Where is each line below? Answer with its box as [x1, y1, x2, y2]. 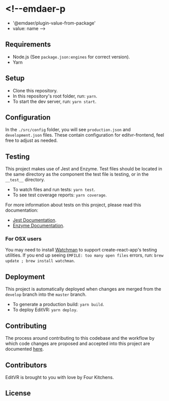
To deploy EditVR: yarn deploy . [12, 307, 78, 313]
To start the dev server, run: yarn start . [12, 98, 97, 105]
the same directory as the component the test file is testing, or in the [5, 171, 149, 178]
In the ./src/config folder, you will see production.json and [5, 127, 131, 133]
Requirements [5, 40, 51, 49]
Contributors [5, 361, 47, 369]
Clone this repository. [12, 87, 58, 93]
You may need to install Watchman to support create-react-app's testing [5, 247, 157, 253]
